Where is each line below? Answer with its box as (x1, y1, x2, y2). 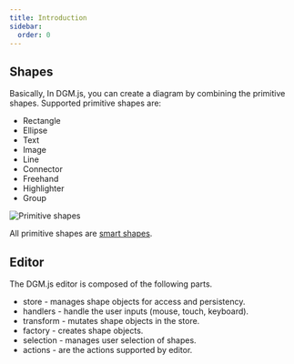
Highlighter (22, 183, 65, 194)
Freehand (22, 174, 59, 185)
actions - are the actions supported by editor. (22, 345, 193, 355)
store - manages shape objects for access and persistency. (22, 297, 246, 307)
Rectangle (22, 116, 61, 126)
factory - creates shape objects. (22, 325, 144, 336)
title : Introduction (9, 13, 88, 23)
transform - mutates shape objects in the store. (22, 316, 200, 326)
